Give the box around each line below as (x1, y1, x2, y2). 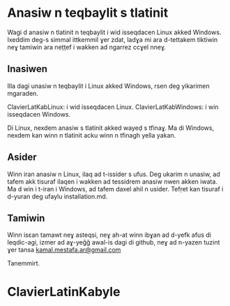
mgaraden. (7, 89, 38, 97)
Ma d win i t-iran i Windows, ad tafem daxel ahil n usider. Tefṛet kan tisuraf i (7, 184, 224, 193)
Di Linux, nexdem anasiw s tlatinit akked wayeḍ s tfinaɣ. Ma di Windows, (7, 124, 215, 132)
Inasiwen (7, 63, 47, 75)
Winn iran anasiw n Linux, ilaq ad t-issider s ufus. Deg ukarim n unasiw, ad (7, 170, 221, 178)
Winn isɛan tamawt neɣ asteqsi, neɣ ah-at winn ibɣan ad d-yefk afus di (7, 231, 211, 239)
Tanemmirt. (7, 259, 40, 268)
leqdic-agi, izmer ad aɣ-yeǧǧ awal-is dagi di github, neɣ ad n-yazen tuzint (7, 238, 220, 247)
